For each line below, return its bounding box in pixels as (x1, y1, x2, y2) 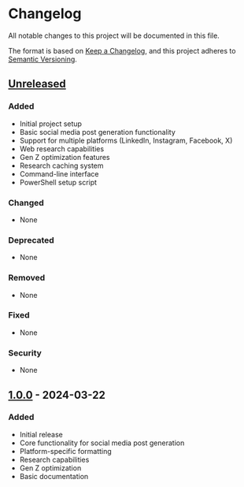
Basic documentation (19, 471, 89, 481)
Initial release (19, 429, 63, 439)
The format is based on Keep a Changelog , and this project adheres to (8, 46, 236, 55)
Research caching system (19, 161, 104, 170)
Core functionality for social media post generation (19, 438, 185, 448)
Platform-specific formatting (19, 446, 112, 455)
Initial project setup (19, 119, 83, 128)
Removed (8, 273, 46, 284)
